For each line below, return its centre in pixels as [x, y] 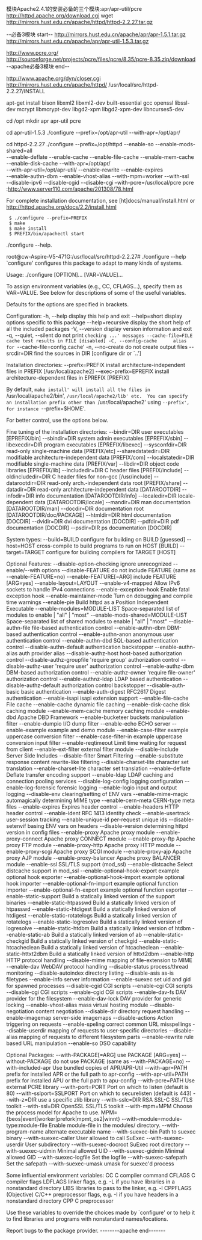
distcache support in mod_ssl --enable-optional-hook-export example [93, 871]
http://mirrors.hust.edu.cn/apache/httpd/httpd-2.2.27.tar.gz [80, 22]
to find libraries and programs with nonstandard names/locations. [87, 1219]
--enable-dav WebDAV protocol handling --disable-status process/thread [97, 967]
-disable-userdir [26, 1030]
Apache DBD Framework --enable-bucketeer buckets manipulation [100, 717]
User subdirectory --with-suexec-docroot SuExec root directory [104, 1144]
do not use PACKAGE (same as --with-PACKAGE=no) [118, 1061]
